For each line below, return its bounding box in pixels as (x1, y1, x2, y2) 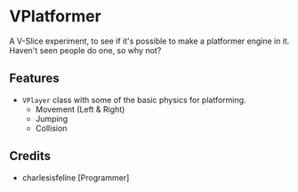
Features (9, 71, 60, 86)
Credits (9, 148, 52, 164)
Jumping (35, 113, 68, 124)
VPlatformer (9, 6, 102, 27)
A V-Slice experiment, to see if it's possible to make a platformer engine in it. (9, 36, 290, 46)
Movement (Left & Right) (35, 104, 125, 115)
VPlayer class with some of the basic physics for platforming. (21, 94, 246, 105)
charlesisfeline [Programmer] (21, 172, 130, 183)
